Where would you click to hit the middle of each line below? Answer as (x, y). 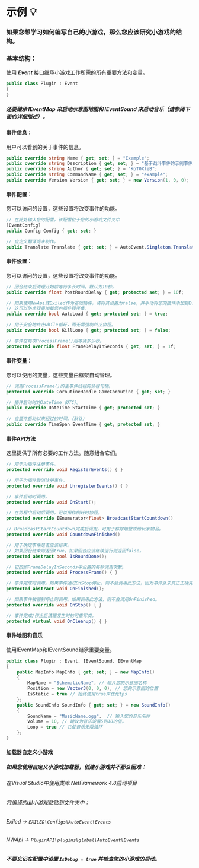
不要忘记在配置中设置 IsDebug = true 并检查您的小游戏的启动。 (83, 859)
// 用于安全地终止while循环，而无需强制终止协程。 (61, 325)
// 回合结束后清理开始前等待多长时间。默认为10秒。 (61, 287)
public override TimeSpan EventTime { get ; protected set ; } (83, 425)
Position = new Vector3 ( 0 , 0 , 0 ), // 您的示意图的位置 (93, 689)
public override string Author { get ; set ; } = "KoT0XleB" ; (82, 169)
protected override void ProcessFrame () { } (62, 573)
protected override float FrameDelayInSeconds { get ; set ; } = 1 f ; (91, 346)
